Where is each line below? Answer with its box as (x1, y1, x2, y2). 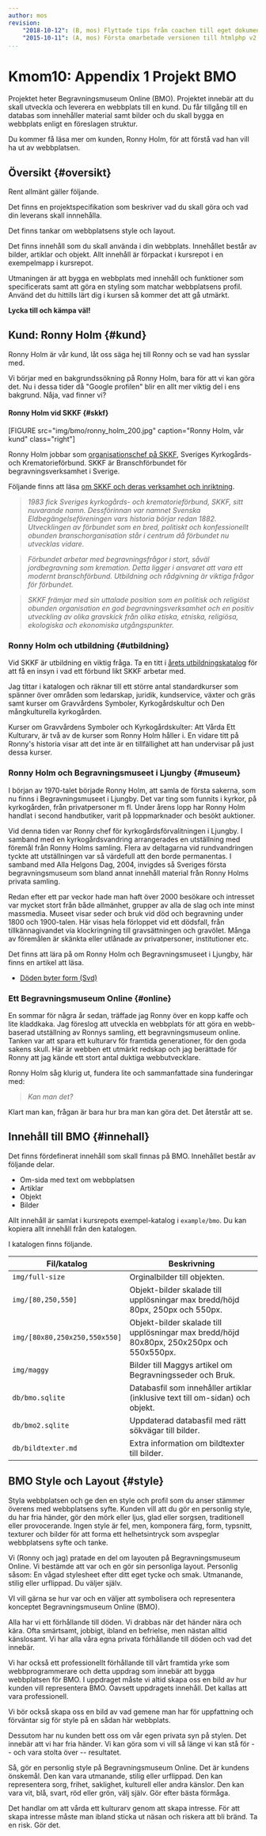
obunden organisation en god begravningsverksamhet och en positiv (27, 603, 254, 614)
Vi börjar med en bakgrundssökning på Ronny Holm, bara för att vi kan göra (8, 373, 255, 382)
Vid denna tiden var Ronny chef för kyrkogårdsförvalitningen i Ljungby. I (8, 826, 243, 835)
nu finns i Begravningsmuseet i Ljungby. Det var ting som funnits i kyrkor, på (8, 793, 257, 804)
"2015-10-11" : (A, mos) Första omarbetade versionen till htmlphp (22, 33, 246, 42)
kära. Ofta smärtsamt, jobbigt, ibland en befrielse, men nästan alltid (8, 1625, 227, 1635)
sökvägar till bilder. (129, 1424, 200, 1435)
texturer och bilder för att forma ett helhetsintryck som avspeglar (8, 1529, 220, 1538)
